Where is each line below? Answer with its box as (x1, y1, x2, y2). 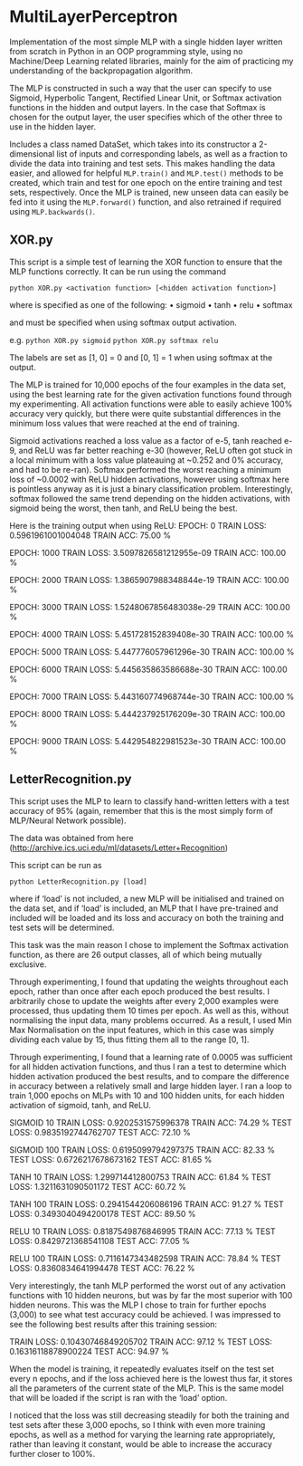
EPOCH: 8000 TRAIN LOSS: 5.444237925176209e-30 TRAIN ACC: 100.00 (9, 708, 286, 719)
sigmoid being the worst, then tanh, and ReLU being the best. (9, 503, 238, 513)
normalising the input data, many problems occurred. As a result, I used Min (9, 1014, 292, 1025)
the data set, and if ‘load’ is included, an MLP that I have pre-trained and (9, 903, 279, 914)
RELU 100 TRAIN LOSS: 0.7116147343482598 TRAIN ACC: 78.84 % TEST (9, 1252, 282, 1264)
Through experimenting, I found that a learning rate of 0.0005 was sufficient (9, 1051, 293, 1062)
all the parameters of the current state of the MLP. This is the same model (9, 1383, 285, 1394)
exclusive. (9, 958, 47, 970)
